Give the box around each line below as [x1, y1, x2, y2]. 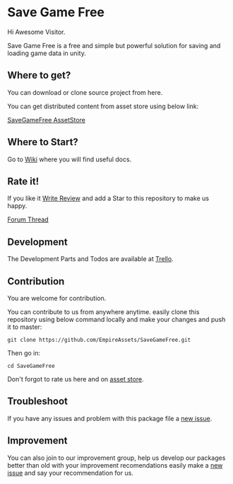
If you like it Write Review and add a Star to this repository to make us [7, 194, 210, 202]
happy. [7, 202, 28, 210]
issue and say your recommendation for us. [7, 468, 134, 477]
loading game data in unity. [7, 49, 86, 57]
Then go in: [7, 349, 41, 357]
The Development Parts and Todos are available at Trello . [7, 255, 174, 263]
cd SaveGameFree [7, 362, 55, 369]
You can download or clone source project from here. [7, 88, 163, 96]
